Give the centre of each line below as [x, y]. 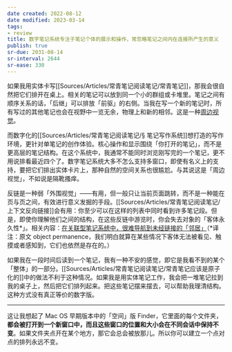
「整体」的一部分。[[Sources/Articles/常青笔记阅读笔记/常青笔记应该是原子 [114, 268]
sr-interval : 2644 [33, 59]
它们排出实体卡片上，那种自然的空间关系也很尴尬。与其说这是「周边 [128, 170]
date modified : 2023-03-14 [46, 20]
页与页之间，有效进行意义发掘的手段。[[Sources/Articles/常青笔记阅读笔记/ [114, 202]
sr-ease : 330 [26, 65]
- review [20, 33]
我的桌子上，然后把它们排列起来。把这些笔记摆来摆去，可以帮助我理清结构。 [116, 285]
